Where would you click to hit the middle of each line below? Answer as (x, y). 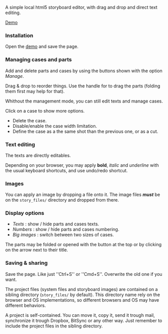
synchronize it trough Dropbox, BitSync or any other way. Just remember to (84, 320)
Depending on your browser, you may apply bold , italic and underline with (82, 165)
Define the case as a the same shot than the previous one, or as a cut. (85, 131)
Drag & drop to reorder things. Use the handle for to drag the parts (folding (83, 86)
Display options (25, 213)
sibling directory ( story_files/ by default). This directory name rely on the (83, 295)
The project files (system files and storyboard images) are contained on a (81, 289)
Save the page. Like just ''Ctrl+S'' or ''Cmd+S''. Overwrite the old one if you (84, 274)
